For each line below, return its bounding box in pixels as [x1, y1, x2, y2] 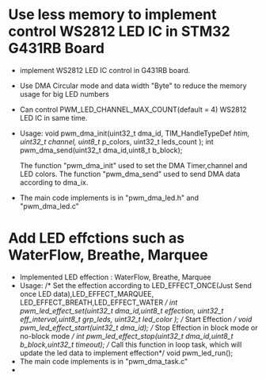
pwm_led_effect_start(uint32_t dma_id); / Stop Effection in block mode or [19, 323, 258, 332]
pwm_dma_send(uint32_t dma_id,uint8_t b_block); [19, 145, 183, 155]
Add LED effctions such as [8, 229, 184, 248]
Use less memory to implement [8, 6, 217, 24]
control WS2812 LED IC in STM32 [8, 22, 231, 40]
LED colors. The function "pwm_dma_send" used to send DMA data [19, 169, 241, 178]
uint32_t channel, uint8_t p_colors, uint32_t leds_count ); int [19, 136, 214, 146]
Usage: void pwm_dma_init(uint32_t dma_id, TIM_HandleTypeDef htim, [19, 129, 250, 138]
